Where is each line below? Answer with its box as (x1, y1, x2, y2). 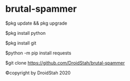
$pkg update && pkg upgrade (5, 20, 68, 26)
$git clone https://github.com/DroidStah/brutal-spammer (5, 59, 125, 66)
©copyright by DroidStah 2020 (5, 70, 71, 76)
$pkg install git (5, 39, 37, 46)
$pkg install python (5, 30, 46, 36)
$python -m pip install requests (5, 50, 72, 56)
